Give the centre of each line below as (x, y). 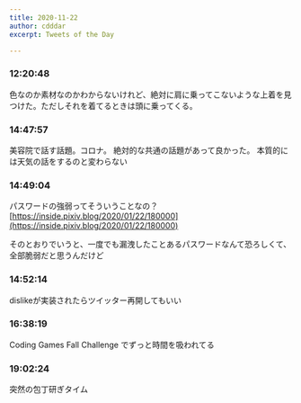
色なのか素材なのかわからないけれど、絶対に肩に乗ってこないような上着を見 (150, 94)
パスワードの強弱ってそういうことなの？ (84, 206)
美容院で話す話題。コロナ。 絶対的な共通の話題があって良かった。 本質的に (149, 150)
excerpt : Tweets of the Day (62, 34)
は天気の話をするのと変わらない (68, 161)
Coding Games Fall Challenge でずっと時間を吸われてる (112, 345)
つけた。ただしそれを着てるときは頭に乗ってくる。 (103, 105)
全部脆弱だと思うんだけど (57, 255)
